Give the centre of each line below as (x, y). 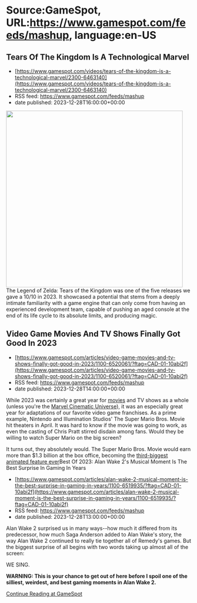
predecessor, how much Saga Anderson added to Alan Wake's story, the (94, 534)
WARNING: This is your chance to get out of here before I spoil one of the (97, 576)
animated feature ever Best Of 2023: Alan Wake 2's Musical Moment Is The (96, 461)
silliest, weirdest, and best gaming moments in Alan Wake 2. (81, 582)
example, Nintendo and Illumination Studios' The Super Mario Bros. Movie (96, 419)
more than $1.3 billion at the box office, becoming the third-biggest (87, 455)
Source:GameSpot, (54, 10)
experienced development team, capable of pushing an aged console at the (98, 309)
